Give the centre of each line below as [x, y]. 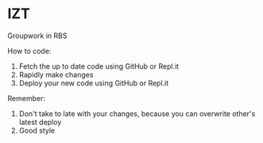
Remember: [26, 98]
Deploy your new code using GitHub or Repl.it [94, 83]
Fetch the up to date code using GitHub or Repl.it [99, 66]
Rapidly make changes [56, 74]
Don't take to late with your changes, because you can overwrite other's [137, 113]
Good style [37, 130]
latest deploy [40, 122]
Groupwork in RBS [37, 36]
